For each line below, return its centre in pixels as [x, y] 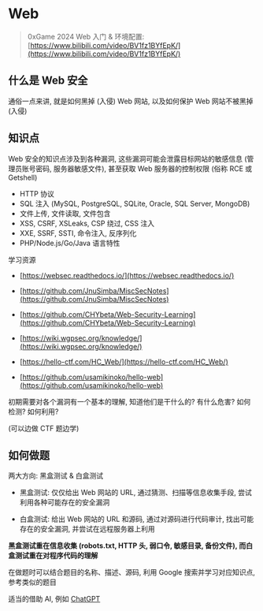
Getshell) [23, 177]
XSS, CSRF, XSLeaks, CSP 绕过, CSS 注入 [87, 223]
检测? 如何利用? [33, 412]
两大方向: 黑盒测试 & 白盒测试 [56, 476]
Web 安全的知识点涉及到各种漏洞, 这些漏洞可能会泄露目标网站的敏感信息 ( [128, 158]
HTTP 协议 [37, 193]
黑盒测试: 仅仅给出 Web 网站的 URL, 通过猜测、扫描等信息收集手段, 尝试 [135, 493]
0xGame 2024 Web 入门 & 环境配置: [86, 36]
